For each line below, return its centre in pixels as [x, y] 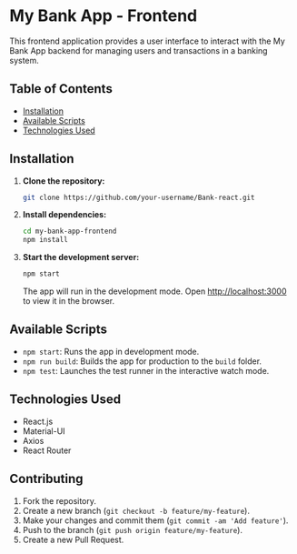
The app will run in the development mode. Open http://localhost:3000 [154, 291]
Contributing [46, 479]
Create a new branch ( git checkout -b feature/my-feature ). [136, 510]
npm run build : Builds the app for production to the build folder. [142, 361]
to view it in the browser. [69, 301]
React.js [38, 421]
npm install [45, 240]
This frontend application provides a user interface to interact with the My [148, 41]
